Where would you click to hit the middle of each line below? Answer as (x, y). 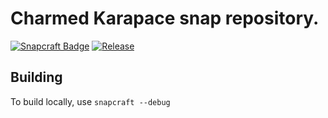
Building (36, 77)
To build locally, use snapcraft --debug (90, 101)
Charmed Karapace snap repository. (165, 18)
